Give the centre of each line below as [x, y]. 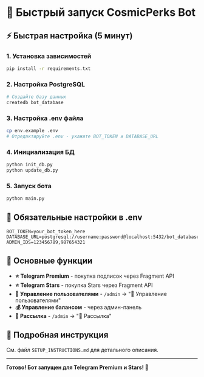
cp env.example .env [32, 131]
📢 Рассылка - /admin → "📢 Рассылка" [63, 315]
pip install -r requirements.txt [49, 69]
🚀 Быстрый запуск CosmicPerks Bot [101, 12]
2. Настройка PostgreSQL [46, 84]
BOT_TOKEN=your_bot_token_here [46, 231]
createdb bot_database [35, 102]
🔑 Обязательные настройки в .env [74, 218]
